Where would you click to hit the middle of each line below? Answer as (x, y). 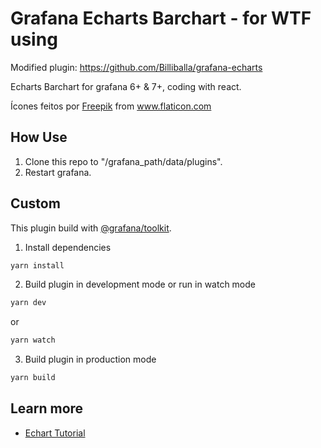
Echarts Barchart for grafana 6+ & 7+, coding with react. (126, 86)
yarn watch (33, 340)
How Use (39, 137)
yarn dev (28, 303)
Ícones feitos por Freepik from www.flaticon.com (111, 106)
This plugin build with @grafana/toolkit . (91, 228)
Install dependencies (68, 247)
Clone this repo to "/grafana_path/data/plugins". (123, 161)
